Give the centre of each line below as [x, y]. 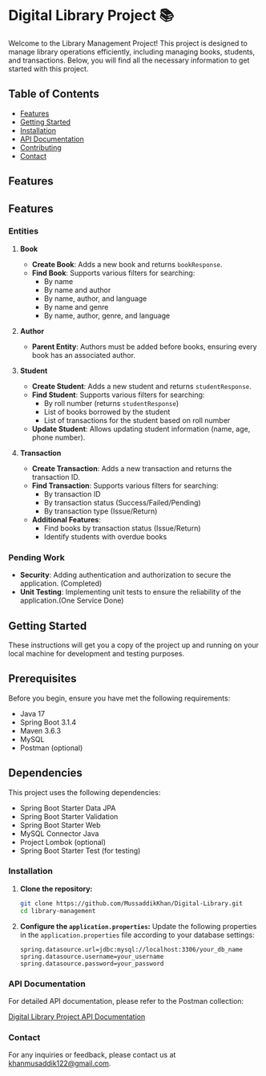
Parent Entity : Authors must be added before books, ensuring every [145, 347]
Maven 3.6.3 [40, 730]
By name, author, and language [95, 298]
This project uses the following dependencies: [85, 792]
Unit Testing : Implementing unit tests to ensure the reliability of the [131, 592]
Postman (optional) [51, 748]
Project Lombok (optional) [63, 842]
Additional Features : [66, 519]
